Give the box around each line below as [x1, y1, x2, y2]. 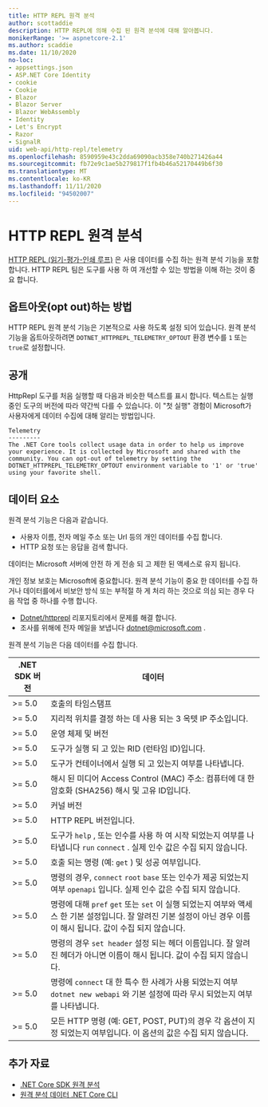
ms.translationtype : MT [8, 168, 88, 176]
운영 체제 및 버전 [50, 728, 109, 739]
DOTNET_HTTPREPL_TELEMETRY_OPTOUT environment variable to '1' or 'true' [8, 462, 259, 470]
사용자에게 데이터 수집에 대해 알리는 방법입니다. [8, 411, 156, 421]
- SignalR [8, 137, 41, 146]
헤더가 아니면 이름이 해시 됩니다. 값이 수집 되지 [59, 950, 225, 960]
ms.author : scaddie [8, 42, 73, 49]
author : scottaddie [8, 19, 73, 27]
